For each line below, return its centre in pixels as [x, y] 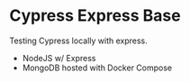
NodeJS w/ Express [59, 58]
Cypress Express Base [95, 16]
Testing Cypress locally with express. [78, 41]
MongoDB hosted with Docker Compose [97, 68]
